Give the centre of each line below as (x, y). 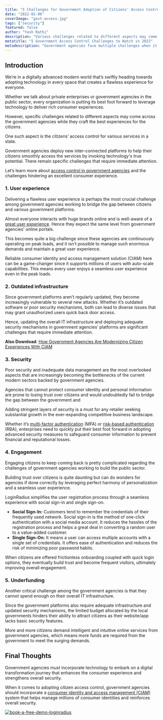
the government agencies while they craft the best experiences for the (75, 122)
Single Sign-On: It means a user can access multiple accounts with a (81, 537)
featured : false (21, 28)
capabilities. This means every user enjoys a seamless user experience (76, 268)
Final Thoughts (28, 656)
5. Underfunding (25, 580)
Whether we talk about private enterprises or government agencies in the (78, 97)
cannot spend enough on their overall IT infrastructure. (60, 596)
